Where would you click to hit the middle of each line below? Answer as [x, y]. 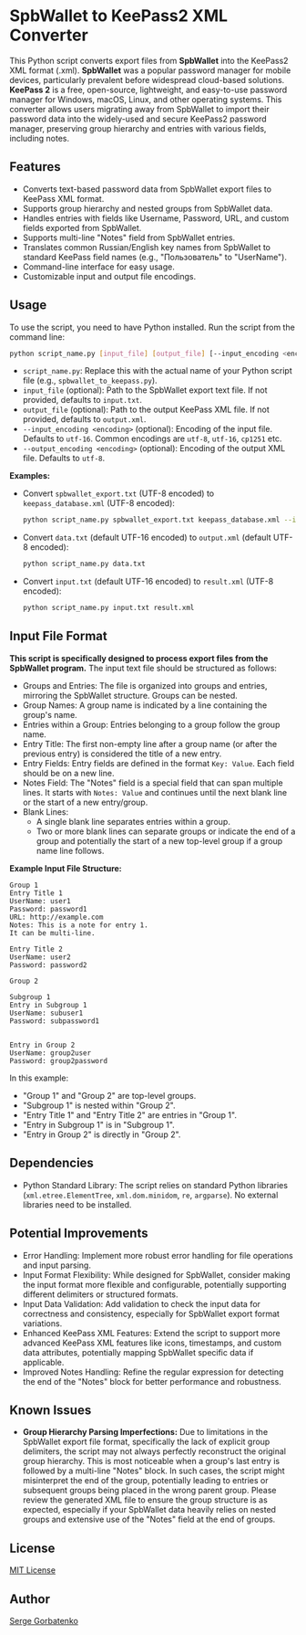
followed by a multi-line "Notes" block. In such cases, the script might [153, 1471]
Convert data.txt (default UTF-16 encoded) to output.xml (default [147, 538]
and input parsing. [56, 1265]
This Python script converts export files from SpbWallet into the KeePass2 [149, 60]
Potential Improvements [79, 1234]
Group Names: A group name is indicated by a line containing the [145, 705]
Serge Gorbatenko [44, 1620]
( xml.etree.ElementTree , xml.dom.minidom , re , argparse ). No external [150, 1195]
